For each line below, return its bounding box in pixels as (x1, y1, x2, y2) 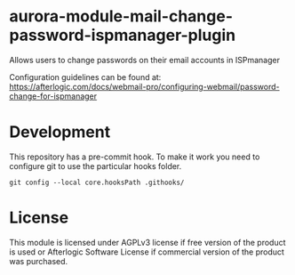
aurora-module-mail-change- (9, 6, 234, 27)
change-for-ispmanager (9, 91, 98, 101)
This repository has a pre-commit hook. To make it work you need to (9, 151, 260, 162)
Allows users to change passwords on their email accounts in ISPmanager (9, 54, 280, 65)
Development (9, 122, 111, 142)
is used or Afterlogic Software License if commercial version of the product (9, 247, 284, 257)
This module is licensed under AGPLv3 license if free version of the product (9, 237, 286, 247)
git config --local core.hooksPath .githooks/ (9, 178, 185, 187)
